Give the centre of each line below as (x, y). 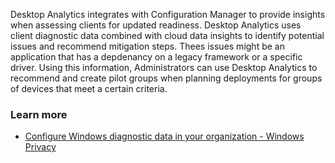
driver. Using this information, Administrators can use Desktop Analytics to (164, 67)
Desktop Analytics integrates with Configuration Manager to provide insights (168, 14)
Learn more (39, 114)
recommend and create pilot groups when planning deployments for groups (166, 78)
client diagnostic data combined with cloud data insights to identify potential (167, 35)
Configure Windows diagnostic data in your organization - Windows (164, 136)
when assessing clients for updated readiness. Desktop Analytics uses (156, 25)
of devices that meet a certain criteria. (89, 88)
